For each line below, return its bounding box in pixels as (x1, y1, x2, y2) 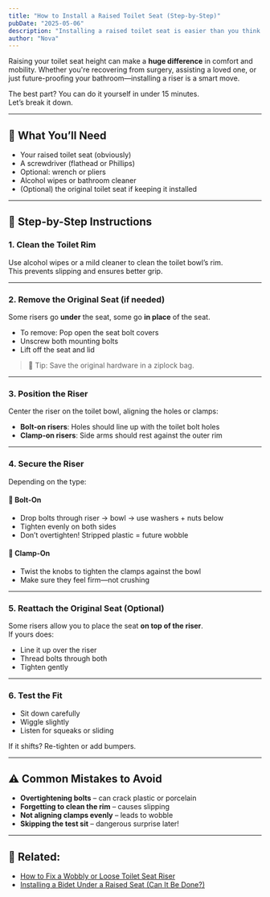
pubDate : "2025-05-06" (8, 19, 84, 27)
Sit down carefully (19, 708, 80, 718)
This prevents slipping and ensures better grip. (8, 266, 163, 276)
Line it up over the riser (19, 646, 97, 655)
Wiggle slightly (19, 716, 70, 726)
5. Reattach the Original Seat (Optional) (8, 602, 165, 613)
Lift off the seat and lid (19, 345, 95, 355)
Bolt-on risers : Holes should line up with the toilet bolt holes (19, 422, 220, 432)
